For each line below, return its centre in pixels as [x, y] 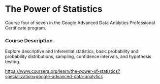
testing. [13, 62]
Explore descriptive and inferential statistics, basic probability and [72, 51]
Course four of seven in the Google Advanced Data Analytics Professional [80, 23]
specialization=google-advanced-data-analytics [54, 77]
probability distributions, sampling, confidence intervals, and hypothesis [78, 56]
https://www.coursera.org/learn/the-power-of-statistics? [63, 71]
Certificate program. [26, 28]
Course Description [29, 40]
